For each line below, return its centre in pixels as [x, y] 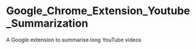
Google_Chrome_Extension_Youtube [98, 11]
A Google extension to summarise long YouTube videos [74, 40]
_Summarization [47, 23]
